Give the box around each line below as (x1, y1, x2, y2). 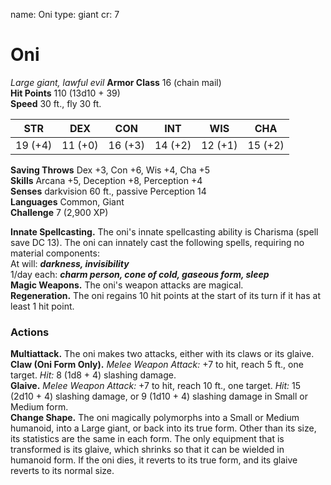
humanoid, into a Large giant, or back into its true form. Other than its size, (10, 422, 317, 434)
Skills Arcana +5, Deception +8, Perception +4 (10, 174, 203, 186)
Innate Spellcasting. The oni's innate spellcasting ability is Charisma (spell (10, 225, 319, 238)
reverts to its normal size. (10, 465, 115, 477)
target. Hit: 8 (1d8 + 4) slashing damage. (10, 369, 177, 381)
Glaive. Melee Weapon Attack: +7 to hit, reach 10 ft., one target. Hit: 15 (10, 380, 302, 392)
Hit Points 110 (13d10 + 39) (10, 87, 121, 99)
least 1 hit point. (10, 300, 75, 312)
